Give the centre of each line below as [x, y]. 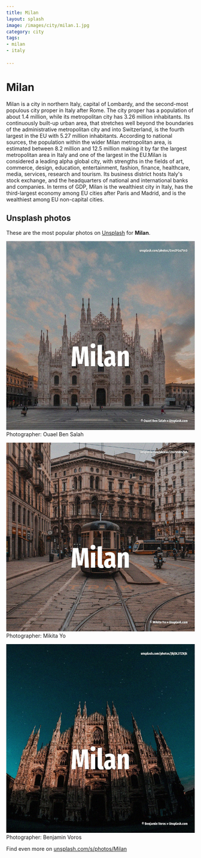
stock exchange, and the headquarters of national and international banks [97, 180]
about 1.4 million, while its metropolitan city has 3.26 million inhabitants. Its [98, 116]
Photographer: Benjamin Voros [44, 837]
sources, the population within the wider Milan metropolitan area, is [89, 142]
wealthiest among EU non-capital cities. [55, 199]
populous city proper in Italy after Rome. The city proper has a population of [100, 110]
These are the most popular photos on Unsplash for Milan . [78, 232]
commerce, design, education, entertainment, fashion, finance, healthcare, [98, 167]
